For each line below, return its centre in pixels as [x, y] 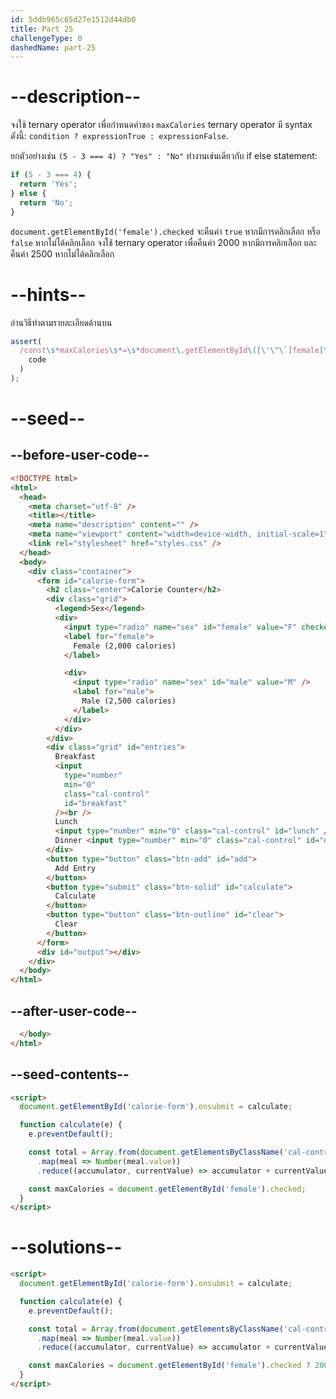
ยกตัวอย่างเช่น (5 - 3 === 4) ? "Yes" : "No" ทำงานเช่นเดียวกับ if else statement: [164, 156]
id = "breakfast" [95, 803]
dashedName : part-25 [53, 47]
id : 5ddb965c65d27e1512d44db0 [73, 19]
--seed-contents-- [70, 1074]
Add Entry [75, 868]
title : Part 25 [42, 29]
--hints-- [48, 294]
